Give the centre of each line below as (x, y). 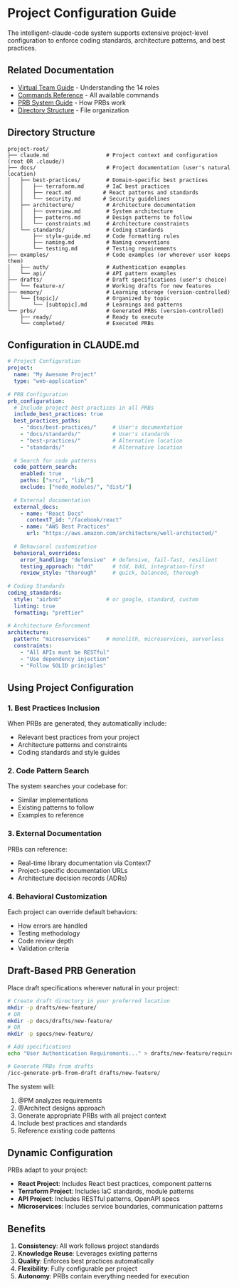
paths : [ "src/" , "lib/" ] (57, 481)
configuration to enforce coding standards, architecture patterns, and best (116, 40)
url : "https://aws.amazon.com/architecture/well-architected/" (122, 534)
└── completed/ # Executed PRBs (87, 323)
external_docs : (36, 507)
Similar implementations (53, 800)
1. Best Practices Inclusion (54, 708)
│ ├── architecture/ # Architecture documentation (101, 205)
